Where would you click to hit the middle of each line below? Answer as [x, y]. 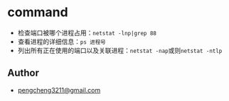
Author [23, 73]
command [38, 12]
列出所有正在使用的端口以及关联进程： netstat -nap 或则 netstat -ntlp [120, 50]
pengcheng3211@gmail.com [59, 90]
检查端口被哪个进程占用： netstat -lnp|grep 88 [87, 32]
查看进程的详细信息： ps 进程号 [62, 41]
